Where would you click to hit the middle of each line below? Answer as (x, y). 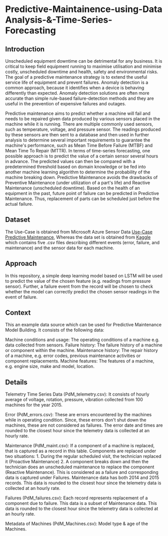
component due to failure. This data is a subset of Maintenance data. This (81, 503)
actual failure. (19, 204)
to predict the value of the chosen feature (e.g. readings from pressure (78, 281)
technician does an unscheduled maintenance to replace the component (80, 467)
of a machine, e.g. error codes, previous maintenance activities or (73, 356)
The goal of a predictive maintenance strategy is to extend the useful (76, 77)
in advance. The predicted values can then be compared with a (70, 161)
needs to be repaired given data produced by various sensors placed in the (83, 119)
